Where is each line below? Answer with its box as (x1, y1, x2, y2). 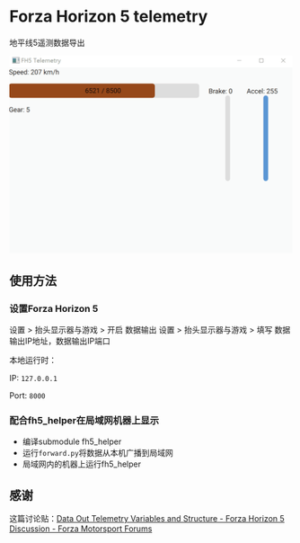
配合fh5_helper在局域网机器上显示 (9, 414, 160, 426)
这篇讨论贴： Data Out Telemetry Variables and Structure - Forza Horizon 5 (9, 513, 285, 524)
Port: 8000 (9, 390, 46, 401)
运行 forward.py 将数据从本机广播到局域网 (22, 448, 173, 458)
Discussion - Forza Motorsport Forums (9, 523, 153, 534)
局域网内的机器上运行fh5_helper (22, 458, 142, 469)
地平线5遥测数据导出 (9, 37, 85, 48)
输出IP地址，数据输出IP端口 (9, 335, 110, 347)
